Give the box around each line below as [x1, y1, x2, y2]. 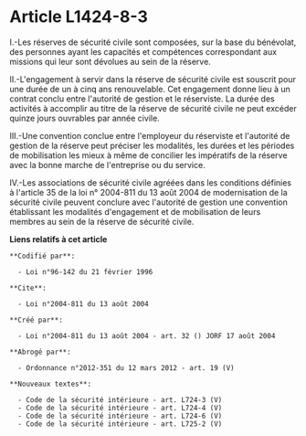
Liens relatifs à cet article [9, 233, 108, 244]
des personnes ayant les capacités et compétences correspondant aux [9, 46, 277, 57]
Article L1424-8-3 [9, 6, 149, 27]
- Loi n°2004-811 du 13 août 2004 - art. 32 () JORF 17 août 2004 [17, 331, 276, 340]
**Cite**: [9, 283, 47, 292]
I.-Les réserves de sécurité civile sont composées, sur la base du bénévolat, [9, 37, 297, 48]
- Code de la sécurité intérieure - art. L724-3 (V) [17, 395, 223, 404]
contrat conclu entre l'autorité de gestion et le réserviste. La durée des [9, 93, 276, 104]
